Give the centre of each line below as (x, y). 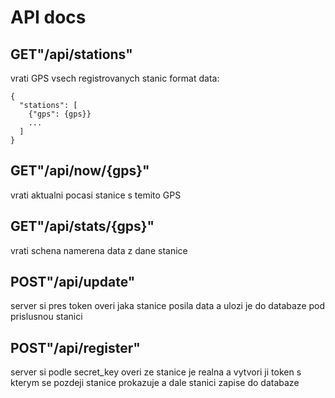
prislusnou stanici (46, 317)
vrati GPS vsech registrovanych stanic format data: (115, 78)
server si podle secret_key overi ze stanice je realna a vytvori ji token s (156, 372)
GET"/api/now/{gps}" (80, 171)
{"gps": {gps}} (60, 114)
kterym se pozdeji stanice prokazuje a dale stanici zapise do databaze (155, 383)
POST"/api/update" (73, 282)
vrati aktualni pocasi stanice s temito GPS (96, 195)
